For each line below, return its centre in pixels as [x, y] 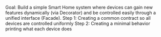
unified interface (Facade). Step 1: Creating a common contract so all [78, 18]
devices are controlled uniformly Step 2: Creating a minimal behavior [78, 23]
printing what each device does [39, 29]
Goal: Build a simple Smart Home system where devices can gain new [79, 7]
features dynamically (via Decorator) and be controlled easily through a [81, 13]
